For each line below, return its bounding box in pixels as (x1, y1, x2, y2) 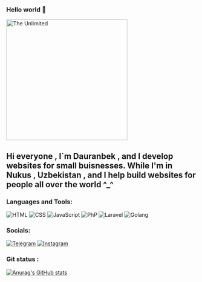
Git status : (6, 255, 39, 263)
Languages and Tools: (6, 197, 73, 206)
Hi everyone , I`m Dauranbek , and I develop (6, 151, 174, 161)
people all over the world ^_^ (6, 179, 114, 190)
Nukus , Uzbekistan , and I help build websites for (6, 170, 197, 180)
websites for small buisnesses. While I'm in (6, 160, 173, 171)
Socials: (6, 226, 31, 234)
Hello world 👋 (6, 5, 47, 14)
